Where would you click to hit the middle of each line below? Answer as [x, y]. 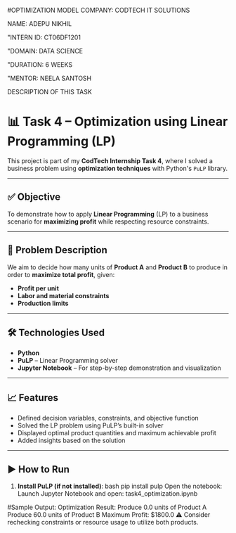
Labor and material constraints [63, 295]
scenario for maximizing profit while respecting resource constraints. [108, 221]
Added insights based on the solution [71, 441]
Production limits [43, 303]
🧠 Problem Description [57, 250]
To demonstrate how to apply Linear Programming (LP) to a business [108, 214]
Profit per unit [38, 288]
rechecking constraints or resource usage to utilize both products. [103, 522]
